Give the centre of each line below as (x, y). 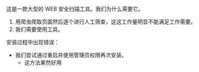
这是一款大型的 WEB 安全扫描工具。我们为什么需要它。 (75, 9)
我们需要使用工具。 (39, 29)
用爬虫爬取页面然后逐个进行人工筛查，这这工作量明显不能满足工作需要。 (105, 22)
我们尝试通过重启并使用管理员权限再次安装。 (71, 55)
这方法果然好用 (43, 63)
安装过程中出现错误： (33, 42)
